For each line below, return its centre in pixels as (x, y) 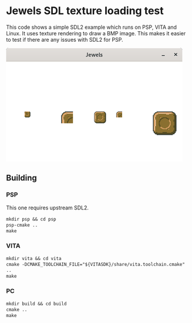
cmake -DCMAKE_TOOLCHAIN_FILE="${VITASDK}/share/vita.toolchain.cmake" (95, 264)
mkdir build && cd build (36, 304)
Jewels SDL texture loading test (85, 11)
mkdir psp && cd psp (31, 219)
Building (21, 178)
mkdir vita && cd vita (34, 258)
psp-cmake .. (22, 225)
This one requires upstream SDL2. (48, 208)
